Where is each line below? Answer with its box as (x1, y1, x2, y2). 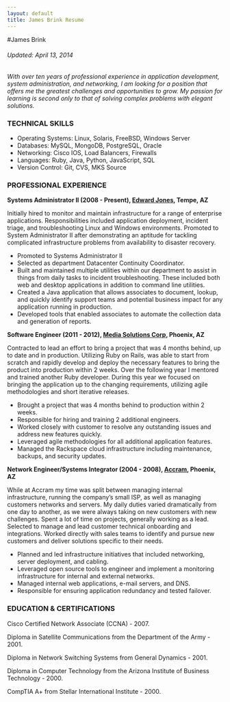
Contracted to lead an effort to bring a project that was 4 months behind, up (7, 344, 221, 352)
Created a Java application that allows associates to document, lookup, (16, 288, 218, 296)
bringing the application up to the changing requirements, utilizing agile (7, 380, 208, 388)
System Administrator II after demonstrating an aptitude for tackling (7, 231, 197, 239)
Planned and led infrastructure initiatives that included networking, (16, 550, 205, 559)
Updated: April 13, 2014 (7, 51, 73, 59)
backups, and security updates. (16, 452, 107, 460)
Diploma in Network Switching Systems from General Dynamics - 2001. (7, 653, 208, 662)
